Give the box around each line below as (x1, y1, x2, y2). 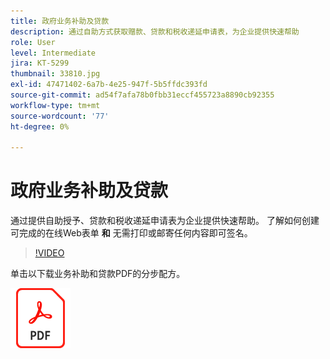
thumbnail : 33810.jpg (10, 69, 101, 79)
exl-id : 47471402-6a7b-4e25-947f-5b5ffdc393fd (10, 80, 208, 90)
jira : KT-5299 (10, 58, 70, 69)
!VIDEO (34, 247, 65, 259)
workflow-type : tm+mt (10, 100, 101, 110)
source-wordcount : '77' (10, 111, 110, 121)
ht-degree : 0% (10, 121, 70, 132)
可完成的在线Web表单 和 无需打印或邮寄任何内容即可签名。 (10, 227, 253, 239)
